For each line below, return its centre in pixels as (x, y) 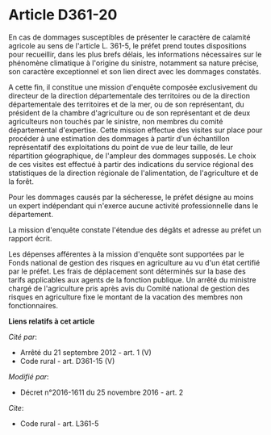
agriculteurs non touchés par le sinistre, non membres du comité (116, 121)
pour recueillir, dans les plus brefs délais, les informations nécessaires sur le (135, 54)
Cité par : (23, 337)
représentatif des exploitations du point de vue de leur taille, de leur (121, 147)
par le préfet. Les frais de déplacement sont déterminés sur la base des (127, 271)
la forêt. (21, 181)
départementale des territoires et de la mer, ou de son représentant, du (126, 104)
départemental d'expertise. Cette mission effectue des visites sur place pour (135, 130)
